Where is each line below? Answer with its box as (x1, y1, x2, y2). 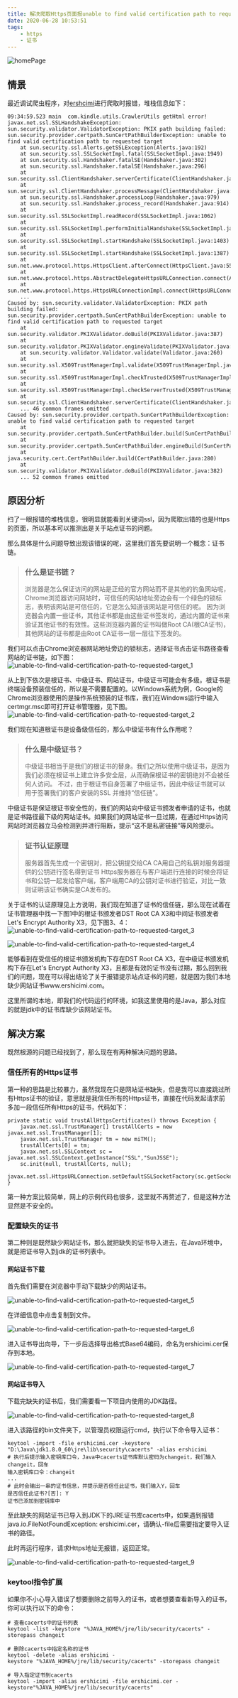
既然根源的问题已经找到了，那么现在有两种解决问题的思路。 (7, 1048, 181, 1056)
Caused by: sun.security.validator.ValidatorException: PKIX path (7, 299, 208, 306)
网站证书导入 (7, 1380, 45, 1388)
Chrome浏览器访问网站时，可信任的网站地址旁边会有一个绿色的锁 (24, 594, 216, 602)
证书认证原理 (24, 841, 69, 851)
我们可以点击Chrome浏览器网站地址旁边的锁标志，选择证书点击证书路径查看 (7, 644, 229, 653)
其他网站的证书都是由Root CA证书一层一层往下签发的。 (24, 629, 186, 638)
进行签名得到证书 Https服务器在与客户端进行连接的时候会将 (49, 867, 223, 876)
